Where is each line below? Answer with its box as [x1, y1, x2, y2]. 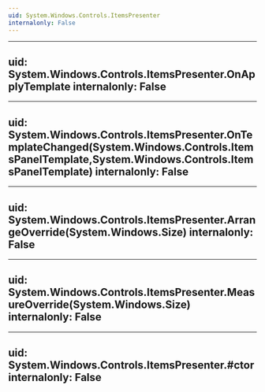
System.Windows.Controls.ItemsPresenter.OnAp [8, 68, 256, 81]
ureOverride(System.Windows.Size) [8, 298, 191, 312]
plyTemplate [8, 80, 71, 93]
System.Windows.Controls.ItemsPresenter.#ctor [8, 359, 255, 372]
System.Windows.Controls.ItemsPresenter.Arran [8, 213, 256, 227]
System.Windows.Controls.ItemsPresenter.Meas [8, 286, 256, 299]
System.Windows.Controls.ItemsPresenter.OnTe [8, 128, 253, 142]
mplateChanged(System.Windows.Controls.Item [8, 140, 254, 153]
